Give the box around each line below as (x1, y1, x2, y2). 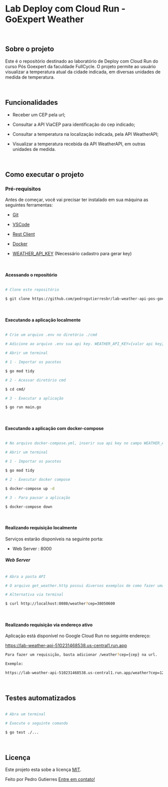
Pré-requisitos (5, 185, 41, 192)
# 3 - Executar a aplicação (5, 396, 64, 401)
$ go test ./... (5, 730, 39, 735)
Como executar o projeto (5, 170, 84, 178)
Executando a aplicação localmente (5, 317, 81, 323)
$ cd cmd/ (5, 386, 26, 391)
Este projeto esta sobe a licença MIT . (5, 766, 81, 772)
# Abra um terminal (5, 711, 46, 717)
